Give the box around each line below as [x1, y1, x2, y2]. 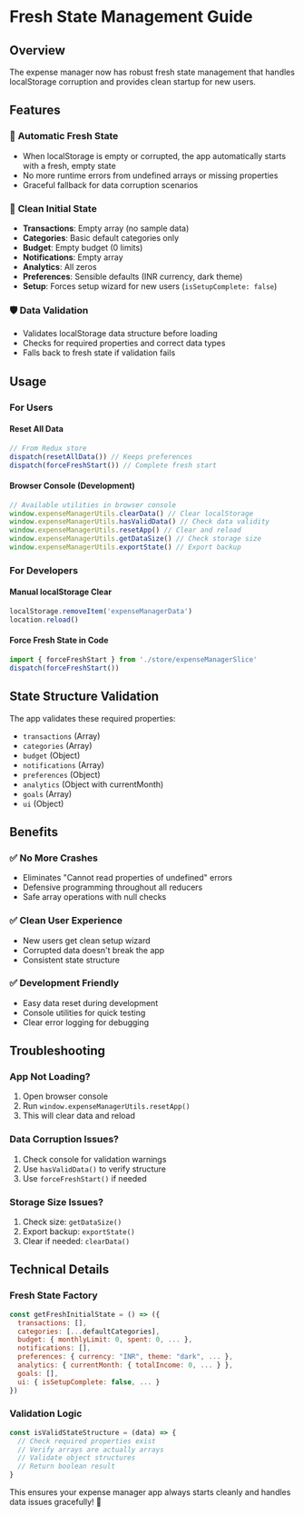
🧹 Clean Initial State [9, 202, 97, 214]
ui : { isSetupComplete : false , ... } [17, 1377, 161, 1387]
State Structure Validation [9, 689, 160, 704]
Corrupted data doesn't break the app [22, 944, 165, 955]
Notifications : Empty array [22, 252, 124, 263]
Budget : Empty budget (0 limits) [22, 242, 143, 253]
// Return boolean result [17, 1461, 116, 1471]
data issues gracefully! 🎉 [9, 1497, 103, 1508]
